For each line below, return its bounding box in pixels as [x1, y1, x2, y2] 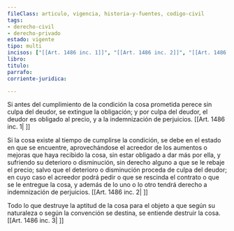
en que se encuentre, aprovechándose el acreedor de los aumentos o [7, 144, 207, 152]
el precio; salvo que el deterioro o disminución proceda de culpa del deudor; [7, 165, 227, 174]
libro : [7, 56, 27, 63]
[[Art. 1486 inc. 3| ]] [7, 216, 64, 225]
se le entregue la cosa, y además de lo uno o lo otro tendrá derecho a [7, 181, 207, 189]
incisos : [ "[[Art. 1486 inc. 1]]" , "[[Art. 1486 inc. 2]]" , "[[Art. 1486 [7, 50, 227, 57]
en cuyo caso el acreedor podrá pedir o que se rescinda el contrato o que [7, 173, 220, 181]
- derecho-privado [7, 29, 61, 37]
